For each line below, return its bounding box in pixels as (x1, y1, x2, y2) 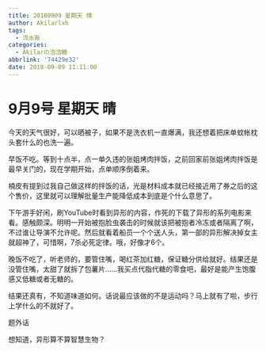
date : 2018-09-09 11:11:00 (8, 63, 97, 71)
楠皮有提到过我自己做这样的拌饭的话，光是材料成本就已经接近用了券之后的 (8, 181, 251, 190)
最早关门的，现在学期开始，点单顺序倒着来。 (8, 164, 154, 174)
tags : (8, 26, 26, 34)
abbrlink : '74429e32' (8, 56, 80, 64)
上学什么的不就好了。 (8, 300, 78, 310)
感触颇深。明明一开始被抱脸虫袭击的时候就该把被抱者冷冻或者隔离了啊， (21, 217, 258, 227)
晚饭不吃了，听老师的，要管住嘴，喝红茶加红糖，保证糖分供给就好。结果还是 (8, 254, 258, 264)
